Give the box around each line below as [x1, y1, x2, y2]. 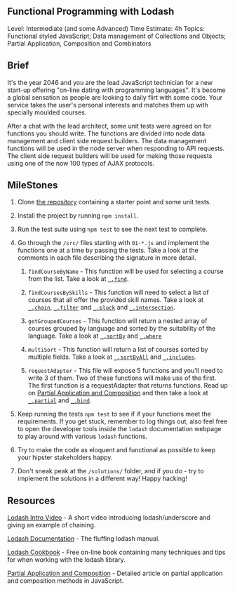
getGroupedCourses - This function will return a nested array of [27, 317, 208, 325]
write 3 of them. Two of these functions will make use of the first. [27, 374, 217, 382]
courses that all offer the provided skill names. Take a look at [27, 296, 204, 304]
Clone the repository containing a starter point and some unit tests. [17, 198, 212, 206]
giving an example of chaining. [7, 521, 96, 529]
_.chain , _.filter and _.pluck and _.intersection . [27, 303, 175, 312]
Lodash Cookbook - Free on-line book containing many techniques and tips [7, 548, 226, 557]
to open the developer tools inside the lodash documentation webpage [17, 425, 222, 433]
